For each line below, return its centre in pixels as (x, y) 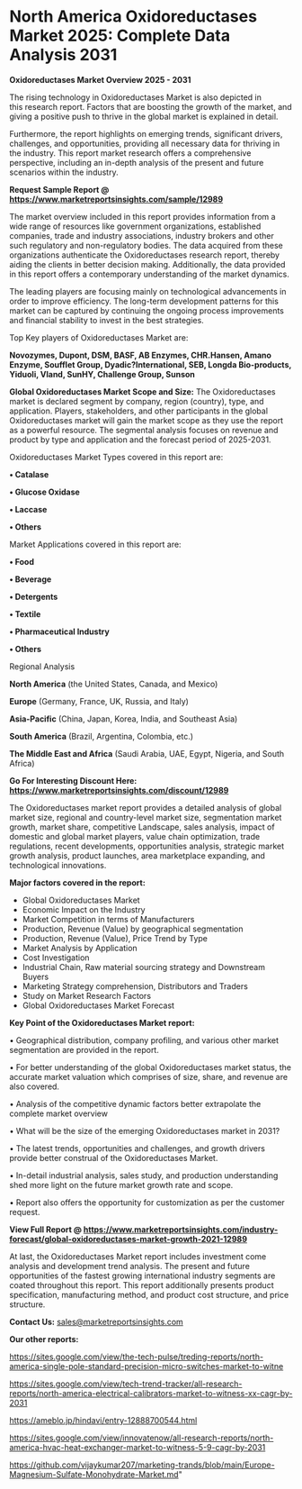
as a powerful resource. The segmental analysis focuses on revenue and (144, 430)
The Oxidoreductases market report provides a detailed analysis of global (146, 807)
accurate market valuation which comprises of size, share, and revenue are (149, 1076)
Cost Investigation (56, 958)
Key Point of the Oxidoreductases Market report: (102, 1022)
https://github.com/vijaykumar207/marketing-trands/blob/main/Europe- (142, 1465)
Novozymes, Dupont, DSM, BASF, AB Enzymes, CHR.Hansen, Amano (141, 355)
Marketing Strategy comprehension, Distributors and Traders (135, 986)
